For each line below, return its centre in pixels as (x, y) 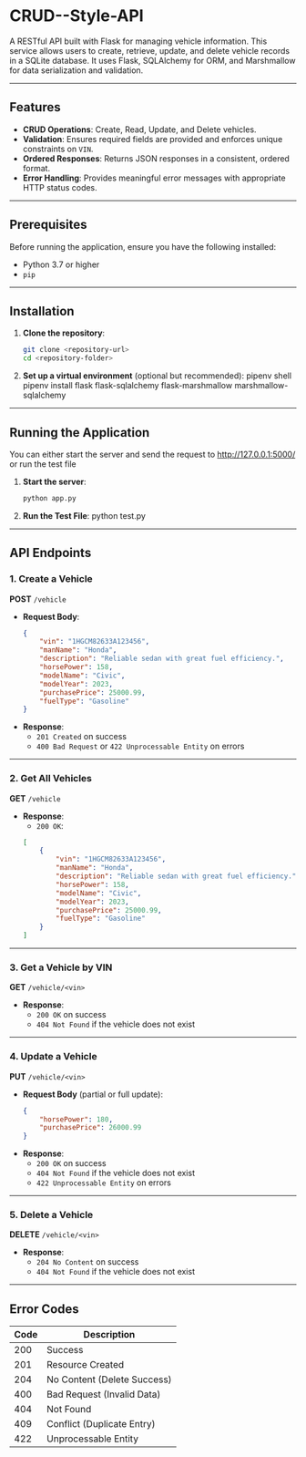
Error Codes (44, 1309)
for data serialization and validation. (76, 70)
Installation (42, 311)
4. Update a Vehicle (53, 1057)
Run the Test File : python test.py (84, 515)
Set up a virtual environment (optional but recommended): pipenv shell (157, 376)
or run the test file (43, 464)
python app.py (49, 498)
